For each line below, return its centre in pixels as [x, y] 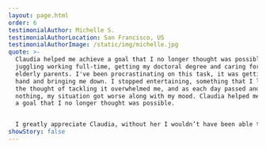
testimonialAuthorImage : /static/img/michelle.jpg [93, 45]
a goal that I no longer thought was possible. [95, 103]
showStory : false [37, 132]
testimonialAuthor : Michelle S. [61, 30]
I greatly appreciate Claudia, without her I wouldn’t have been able [134, 124]
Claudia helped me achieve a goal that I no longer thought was [123, 60]
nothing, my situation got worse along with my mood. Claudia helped [132, 96]
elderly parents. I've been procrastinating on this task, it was [127, 74]
